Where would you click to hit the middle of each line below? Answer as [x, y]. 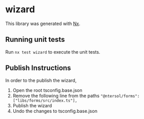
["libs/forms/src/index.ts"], [45, 101]
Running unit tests [35, 40]
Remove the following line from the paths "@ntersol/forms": [76, 96]
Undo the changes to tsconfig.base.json [55, 111]
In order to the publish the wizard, [41, 80]
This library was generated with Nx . [43, 23]
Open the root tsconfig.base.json [48, 90]
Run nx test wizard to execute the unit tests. [53, 52]
